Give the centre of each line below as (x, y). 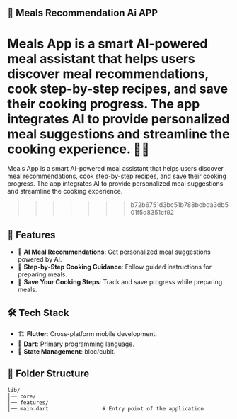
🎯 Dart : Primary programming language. (76, 344)
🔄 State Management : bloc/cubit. (67, 351)
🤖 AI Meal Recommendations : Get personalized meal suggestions (114, 252)
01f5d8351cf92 (152, 213)
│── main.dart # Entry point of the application (105, 408)
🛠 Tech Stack (38, 313)
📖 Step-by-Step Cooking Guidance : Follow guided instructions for (115, 267)
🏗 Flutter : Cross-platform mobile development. (87, 333)
